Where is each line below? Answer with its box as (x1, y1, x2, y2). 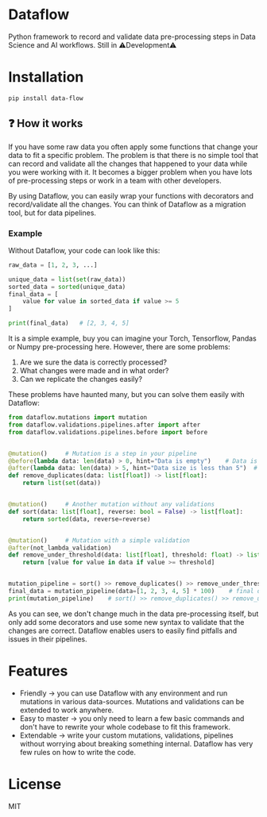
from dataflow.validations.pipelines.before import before (8, 428, 208, 436)
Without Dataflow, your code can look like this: (8, 245, 161, 255)
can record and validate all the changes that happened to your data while (8, 159, 248, 168)
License (8, 775, 62, 793)
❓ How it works (8, 117, 83, 130)
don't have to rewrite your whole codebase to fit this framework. (19, 722, 230, 731)
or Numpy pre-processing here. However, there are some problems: (8, 342, 230, 352)
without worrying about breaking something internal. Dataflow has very (19, 738, 253, 748)
